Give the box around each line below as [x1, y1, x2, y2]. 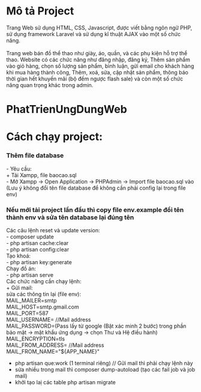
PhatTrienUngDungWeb [6, 103, 127, 116]
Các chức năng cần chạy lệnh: [6, 277, 82, 285]
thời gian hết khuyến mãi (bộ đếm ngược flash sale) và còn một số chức [6, 75, 184, 82]
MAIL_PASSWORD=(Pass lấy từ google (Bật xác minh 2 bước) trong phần [6, 322, 187, 330]
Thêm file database [6, 151, 64, 160]
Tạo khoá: [6, 252, 31, 259]
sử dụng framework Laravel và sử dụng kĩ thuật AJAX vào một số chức [6, 30, 181, 37]
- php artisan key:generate [6, 258, 72, 265]
